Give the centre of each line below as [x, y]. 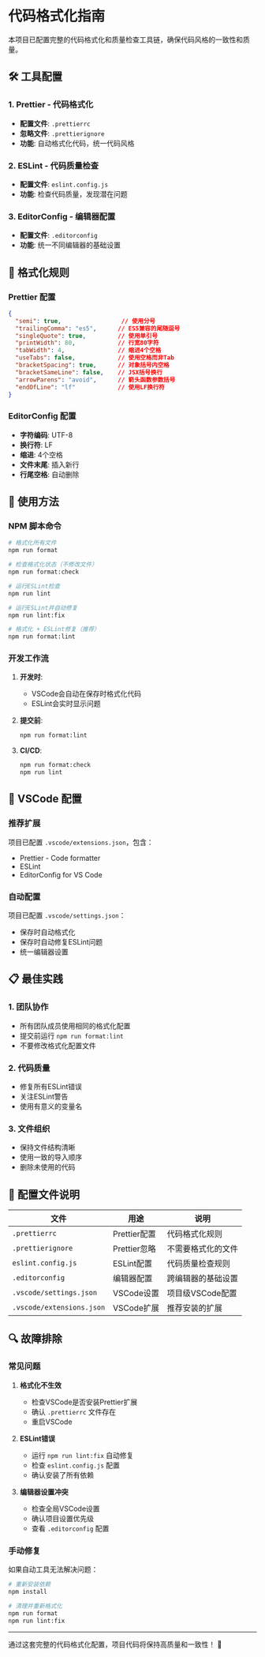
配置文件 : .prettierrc [55, 123]
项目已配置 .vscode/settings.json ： [67, 915]
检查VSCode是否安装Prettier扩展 [84, 1402]
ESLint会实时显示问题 [66, 704]
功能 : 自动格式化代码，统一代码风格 [77, 143]
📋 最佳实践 [36, 979]
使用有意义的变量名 [51, 1107]
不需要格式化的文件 [202, 1249]
